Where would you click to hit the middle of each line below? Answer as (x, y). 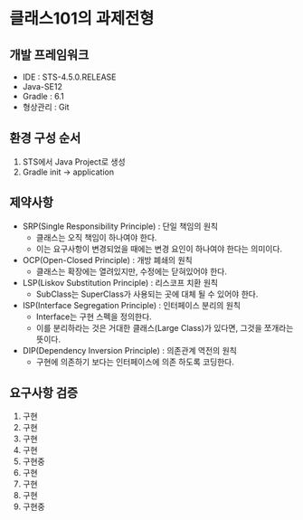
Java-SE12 (43, 86)
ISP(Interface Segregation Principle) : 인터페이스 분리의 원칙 (132, 305)
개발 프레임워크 (49, 55)
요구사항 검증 (44, 393)
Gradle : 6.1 (43, 96)
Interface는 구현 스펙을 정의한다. (94, 317)
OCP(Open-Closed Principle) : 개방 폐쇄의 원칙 (107, 260)
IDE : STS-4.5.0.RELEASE (69, 77)
